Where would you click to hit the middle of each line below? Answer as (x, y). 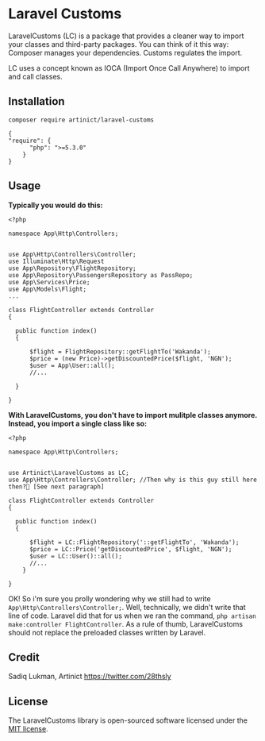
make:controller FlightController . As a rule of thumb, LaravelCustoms (126, 623)
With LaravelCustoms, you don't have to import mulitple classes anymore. (133, 415)
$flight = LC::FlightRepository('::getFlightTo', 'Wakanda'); (134, 542)
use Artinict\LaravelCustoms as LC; (69, 473)
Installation (36, 101)
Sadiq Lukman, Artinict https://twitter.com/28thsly (90, 677)
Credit (24, 657)
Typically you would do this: (56, 205)
